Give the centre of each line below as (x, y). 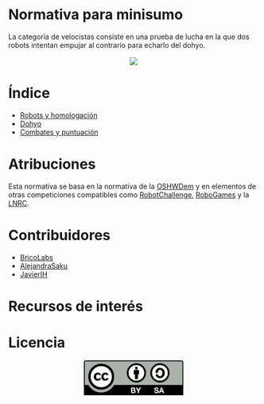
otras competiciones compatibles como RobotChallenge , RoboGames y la (129, 194)
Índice (29, 93)
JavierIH (33, 274)
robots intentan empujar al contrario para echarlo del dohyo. (107, 45)
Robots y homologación (58, 115)
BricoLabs (36, 257)
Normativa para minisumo (96, 15)
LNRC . (19, 203)
